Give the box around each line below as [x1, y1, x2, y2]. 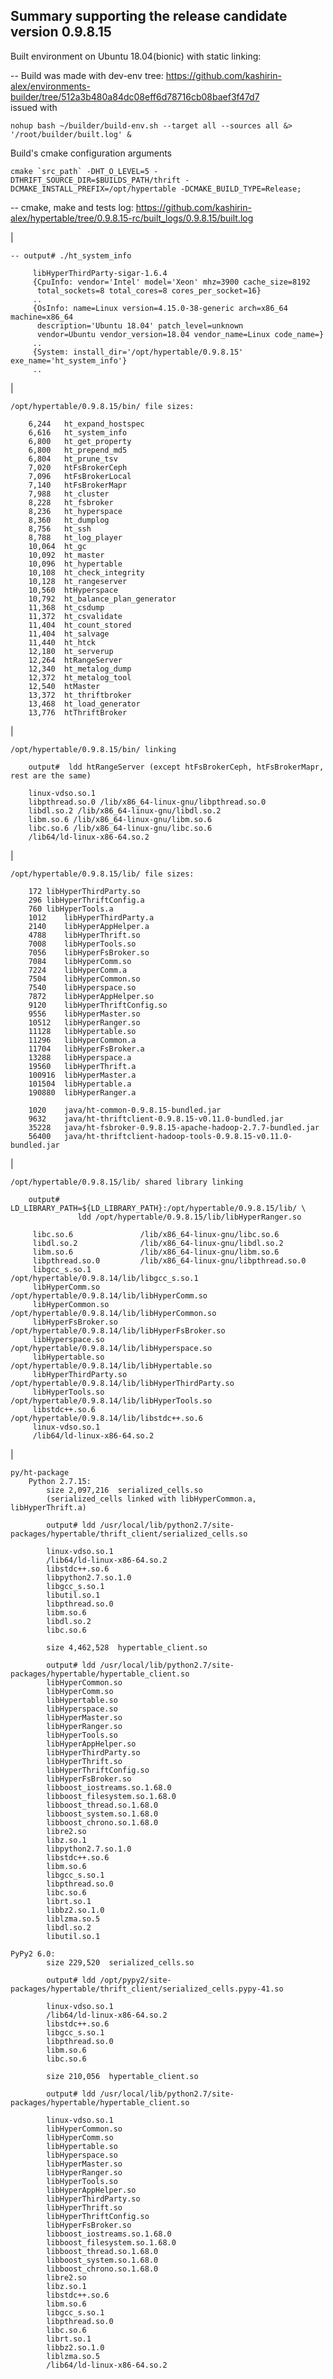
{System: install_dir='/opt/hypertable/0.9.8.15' [32, 347, 244, 357]
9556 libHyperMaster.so [28, 1009, 141, 1019]
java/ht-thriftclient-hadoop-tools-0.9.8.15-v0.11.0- [63, 1131, 293, 1141]
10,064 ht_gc [28, 541, 87, 551]
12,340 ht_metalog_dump [28, 664, 132, 674]
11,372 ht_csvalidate [28, 611, 123, 621]
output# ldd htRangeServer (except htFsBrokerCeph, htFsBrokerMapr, [28, 762, 325, 772]
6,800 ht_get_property [28, 436, 132, 446]
